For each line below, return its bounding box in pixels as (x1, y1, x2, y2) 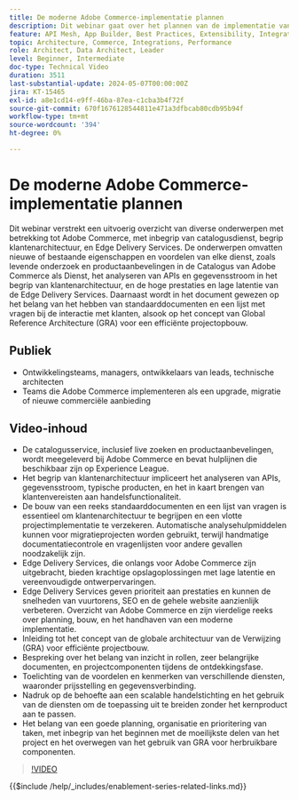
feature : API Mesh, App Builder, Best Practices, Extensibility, (9, 29, 255, 38)
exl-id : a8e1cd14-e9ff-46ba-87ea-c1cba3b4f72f (9, 95, 184, 105)
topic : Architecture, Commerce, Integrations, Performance (9, 37, 232, 47)
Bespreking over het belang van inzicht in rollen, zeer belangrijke (21, 652, 260, 663)
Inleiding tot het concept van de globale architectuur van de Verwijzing (21, 633, 281, 644)
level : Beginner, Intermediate (9, 54, 125, 63)
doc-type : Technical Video (9, 63, 109, 72)
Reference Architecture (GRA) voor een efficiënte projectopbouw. (9, 317, 248, 328)
